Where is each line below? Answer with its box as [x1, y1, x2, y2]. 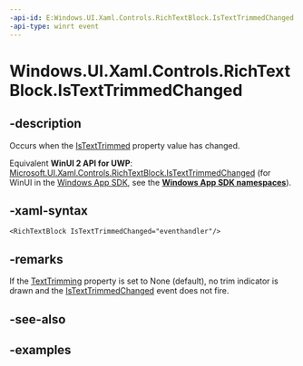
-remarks [9, 251, 64, 267]
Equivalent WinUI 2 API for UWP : [9, 158, 133, 169]
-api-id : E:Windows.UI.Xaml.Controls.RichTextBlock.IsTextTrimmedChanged [9, 13, 295, 23]
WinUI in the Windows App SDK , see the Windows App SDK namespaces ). [9, 177, 292, 188]
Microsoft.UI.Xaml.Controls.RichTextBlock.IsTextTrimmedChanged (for [9, 167, 271, 178]
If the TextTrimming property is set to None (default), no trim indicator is [9, 275, 279, 286]
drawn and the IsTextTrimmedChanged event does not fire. [9, 285, 230, 296]
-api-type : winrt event [9, 22, 100, 31]
